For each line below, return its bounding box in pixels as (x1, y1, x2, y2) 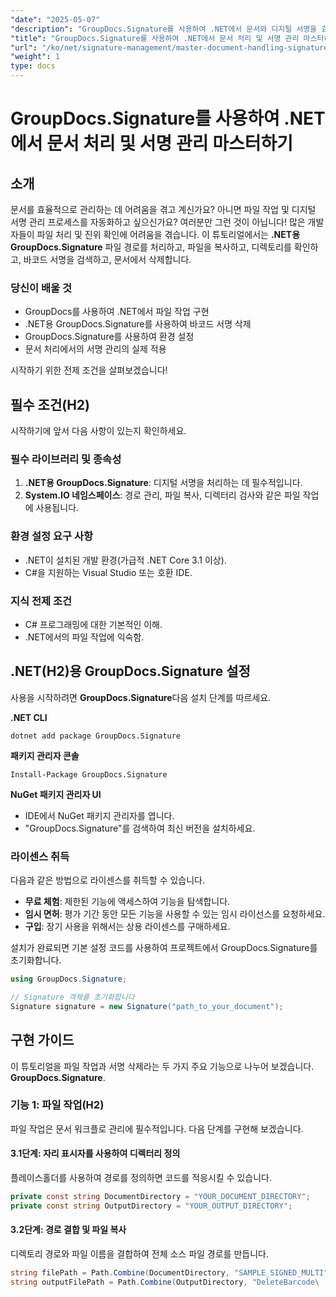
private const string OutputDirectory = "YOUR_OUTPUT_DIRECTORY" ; (10, 1201, 293, 1211)
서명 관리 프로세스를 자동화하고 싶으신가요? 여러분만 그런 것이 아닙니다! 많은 (10, 216, 306, 228)
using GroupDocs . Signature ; (10, 974, 128, 985)
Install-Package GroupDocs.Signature (10, 769, 168, 780)
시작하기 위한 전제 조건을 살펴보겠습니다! (10, 364, 168, 376)
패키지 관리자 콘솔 (10, 749, 80, 761)
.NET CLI (10, 711, 48, 723)
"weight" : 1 (10, 52, 60, 62)
